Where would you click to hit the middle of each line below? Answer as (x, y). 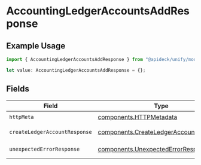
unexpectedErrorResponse (45, 149)
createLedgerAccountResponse (51, 132)
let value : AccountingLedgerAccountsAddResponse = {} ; (76, 70)
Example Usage (36, 46)
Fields (18, 89)
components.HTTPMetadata (138, 117)
